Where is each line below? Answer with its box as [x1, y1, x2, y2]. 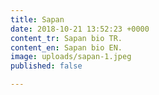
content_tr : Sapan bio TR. [10, 33, 123, 43]
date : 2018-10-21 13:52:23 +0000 [10, 24, 150, 34]
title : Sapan [10, 14, 65, 25]
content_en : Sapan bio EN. [10, 42, 123, 53]
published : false [10, 61, 83, 71]
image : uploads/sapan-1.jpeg [10, 52, 132, 62]
